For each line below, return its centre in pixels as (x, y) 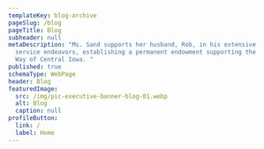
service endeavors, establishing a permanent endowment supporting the (136, 52)
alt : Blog (31, 103)
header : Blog (30, 81)
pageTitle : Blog (35, 30)
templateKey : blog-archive (53, 15)
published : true (35, 67)
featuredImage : (33, 89)
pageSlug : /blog (35, 23)
